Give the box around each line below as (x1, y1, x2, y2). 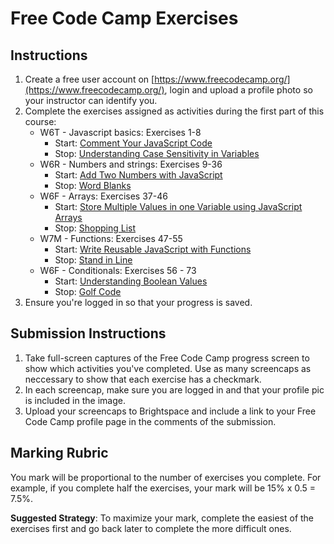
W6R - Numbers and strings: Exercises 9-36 (39, 158, 223, 170)
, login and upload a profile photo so (164, 84, 313, 96)
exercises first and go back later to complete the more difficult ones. (10, 522, 292, 534)
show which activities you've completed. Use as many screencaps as (24, 362, 312, 374)
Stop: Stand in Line (54, 254, 133, 266)
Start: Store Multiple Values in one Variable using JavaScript (54, 201, 303, 212)
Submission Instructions (10, 325, 167, 342)
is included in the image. (24, 394, 126, 406)
